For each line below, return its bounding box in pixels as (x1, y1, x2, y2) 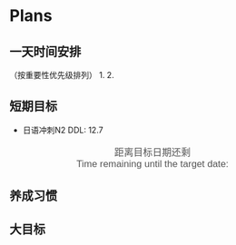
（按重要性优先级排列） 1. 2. (9, 70, 115, 80)
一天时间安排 (9, 44, 82, 59)
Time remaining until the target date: (75, 158, 230, 170)
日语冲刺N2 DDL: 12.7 (22, 124, 103, 135)
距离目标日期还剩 (113, 146, 192, 159)
